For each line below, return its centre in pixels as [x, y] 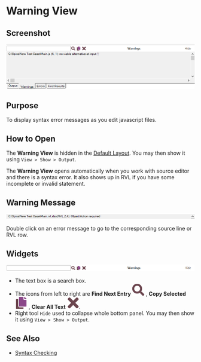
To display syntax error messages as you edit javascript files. [81, 120]
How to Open [31, 139]
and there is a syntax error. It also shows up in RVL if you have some [90, 177]
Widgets [22, 254]
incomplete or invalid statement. [46, 184]
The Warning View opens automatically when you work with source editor [98, 171]
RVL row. [17, 235]
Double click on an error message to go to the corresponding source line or [99, 229]
